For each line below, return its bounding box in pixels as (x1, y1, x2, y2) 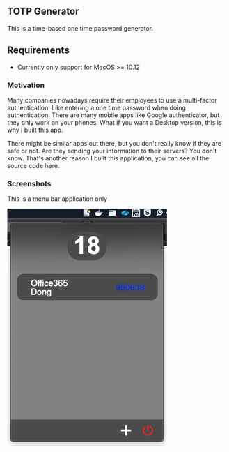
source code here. (7, 161, 60, 169)
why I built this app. (7, 126, 64, 134)
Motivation (7, 80, 45, 90)
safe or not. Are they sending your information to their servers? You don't (7, 146, 217, 155)
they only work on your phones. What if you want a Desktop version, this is (7, 118, 222, 126)
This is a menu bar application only (7, 195, 108, 203)
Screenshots (7, 179, 52, 188)
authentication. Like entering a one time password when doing (7, 103, 187, 112)
